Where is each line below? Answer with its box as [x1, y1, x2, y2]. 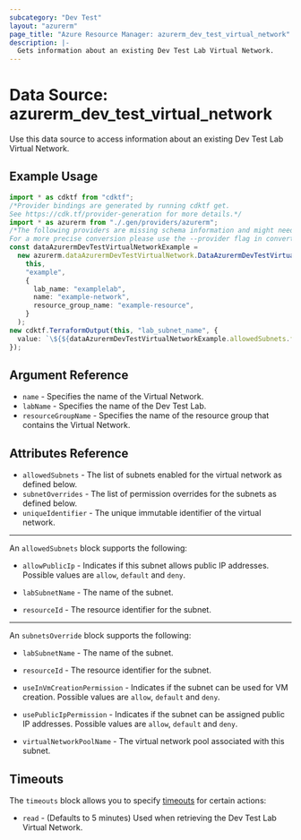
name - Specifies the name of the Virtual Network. [21, 391, 204, 402]
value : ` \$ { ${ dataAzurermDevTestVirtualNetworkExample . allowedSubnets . [17, 334, 291, 343]
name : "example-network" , [32, 293, 130, 302]
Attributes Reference [9, 445, 129, 461]
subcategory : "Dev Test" [9, 13, 102, 22]
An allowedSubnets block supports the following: [9, 543, 188, 553]
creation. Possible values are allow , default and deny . [21, 691, 221, 703]
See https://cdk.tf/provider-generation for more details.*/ [9, 210, 243, 219]
